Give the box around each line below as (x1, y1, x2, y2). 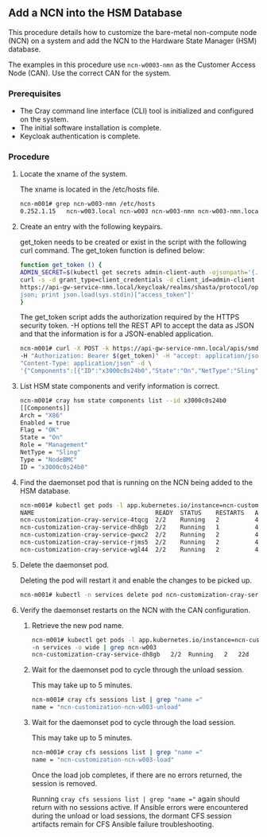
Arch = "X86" (19, 411, 64, 420)
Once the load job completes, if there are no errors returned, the (31, 770, 242, 780)
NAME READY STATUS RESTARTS (19, 509, 245, 517)
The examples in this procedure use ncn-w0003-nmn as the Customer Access (8, 60, 256, 69)
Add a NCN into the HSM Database (8, 6, 183, 20)
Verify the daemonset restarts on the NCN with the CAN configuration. (19, 605, 251, 614)
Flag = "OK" (19, 426, 60, 434)
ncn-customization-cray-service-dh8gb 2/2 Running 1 (19, 524, 220, 532)
